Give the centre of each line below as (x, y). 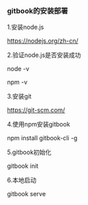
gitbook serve (27, 194)
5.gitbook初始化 (29, 152)
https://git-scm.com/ (36, 110)
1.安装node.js (26, 27)
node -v (18, 69)
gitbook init (23, 166)
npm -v (17, 82)
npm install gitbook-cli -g (42, 138)
